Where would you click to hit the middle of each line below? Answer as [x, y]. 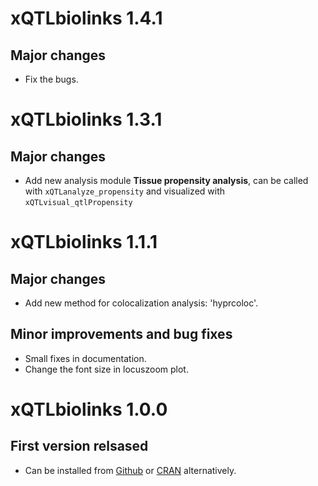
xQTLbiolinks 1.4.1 [86, 18]
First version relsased [79, 446]
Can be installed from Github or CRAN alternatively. [130, 470]
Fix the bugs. [51, 79]
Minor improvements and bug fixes [121, 334]
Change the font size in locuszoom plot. [106, 369]
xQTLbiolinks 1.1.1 [84, 242]
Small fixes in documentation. [85, 358]
